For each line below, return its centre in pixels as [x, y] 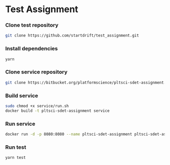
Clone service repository [36, 72]
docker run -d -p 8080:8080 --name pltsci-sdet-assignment [69, 134]
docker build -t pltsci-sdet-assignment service [57, 111]
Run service [20, 123]
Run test [16, 147]
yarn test [16, 158]
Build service [22, 96]
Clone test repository [32, 25]
